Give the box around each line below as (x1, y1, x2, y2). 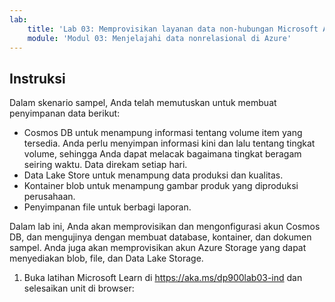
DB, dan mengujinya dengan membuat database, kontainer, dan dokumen (9, 231, 312, 243)
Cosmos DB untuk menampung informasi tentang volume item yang (23, 127, 303, 139)
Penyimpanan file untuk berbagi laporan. (23, 201, 192, 213)
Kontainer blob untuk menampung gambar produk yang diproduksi (23, 180, 299, 192)
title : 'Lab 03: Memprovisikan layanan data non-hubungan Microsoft (27, 24, 319, 34)
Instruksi (9, 70, 66, 87)
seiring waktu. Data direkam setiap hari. (23, 159, 188, 171)
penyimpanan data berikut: (9, 107, 121, 120)
